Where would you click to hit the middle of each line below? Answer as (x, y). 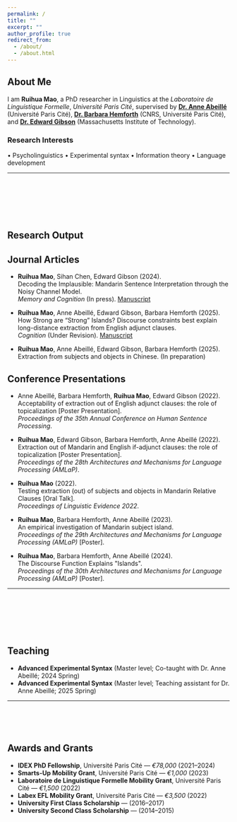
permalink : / (26, 14)
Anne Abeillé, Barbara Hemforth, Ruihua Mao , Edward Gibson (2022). (119, 396)
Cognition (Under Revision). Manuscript (75, 335)
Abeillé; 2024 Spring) (48, 676)
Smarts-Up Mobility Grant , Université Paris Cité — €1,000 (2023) (113, 772)
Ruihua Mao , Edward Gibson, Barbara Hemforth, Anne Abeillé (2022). (119, 440)
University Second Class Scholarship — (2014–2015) (96, 810)
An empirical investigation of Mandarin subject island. (96, 527)
